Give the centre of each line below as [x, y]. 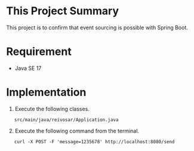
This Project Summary [63, 11]
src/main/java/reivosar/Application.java [66, 120]
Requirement [39, 52]
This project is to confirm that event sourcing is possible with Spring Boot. [97, 27]
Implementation [46, 92]
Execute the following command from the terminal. [77, 131]
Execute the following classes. [52, 109]
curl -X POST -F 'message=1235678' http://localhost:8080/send [94, 141]
